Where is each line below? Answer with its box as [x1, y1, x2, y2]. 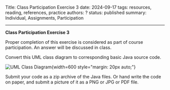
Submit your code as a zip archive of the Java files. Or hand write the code [5, 74, 161, 79]
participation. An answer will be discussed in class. [5, 45, 112, 50]
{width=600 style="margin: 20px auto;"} [51, 64, 136, 70]
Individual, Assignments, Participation [5, 15, 84, 21]
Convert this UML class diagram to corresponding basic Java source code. [5, 54, 161, 60]
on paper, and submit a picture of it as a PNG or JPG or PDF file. [5, 79, 139, 85]
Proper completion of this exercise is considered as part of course [5, 39, 143, 45]
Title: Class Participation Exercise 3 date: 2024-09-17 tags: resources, [5, 5, 152, 10]
